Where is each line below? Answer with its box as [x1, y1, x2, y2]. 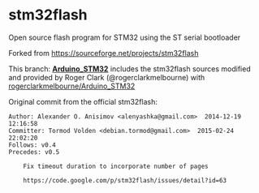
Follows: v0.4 [8, 140, 57, 149]
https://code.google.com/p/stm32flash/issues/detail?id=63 [23, 176, 227, 184]
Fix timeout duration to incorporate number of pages [23, 162, 209, 170]
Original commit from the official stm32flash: [8, 96, 158, 106]
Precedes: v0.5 [8, 148, 60, 156]
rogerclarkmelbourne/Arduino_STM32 [8, 81, 136, 91]
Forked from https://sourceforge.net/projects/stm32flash [8, 48, 199, 58]
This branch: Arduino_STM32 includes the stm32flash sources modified [8, 63, 251, 74]
